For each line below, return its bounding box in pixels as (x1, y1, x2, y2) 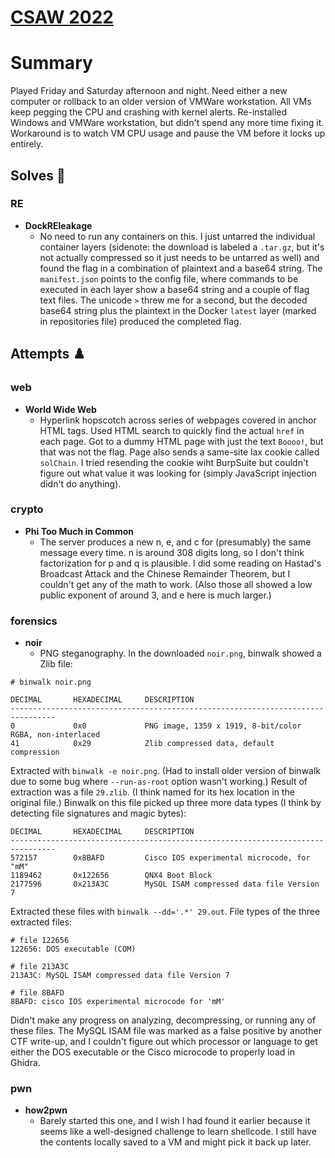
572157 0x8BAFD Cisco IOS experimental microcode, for (10, 853, 311, 863)
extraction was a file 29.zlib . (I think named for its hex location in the (10, 786, 295, 798)
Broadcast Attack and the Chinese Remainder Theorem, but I (39, 567, 291, 580)
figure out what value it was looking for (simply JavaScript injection (39, 467, 317, 479)
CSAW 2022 (10, 6, 114, 29)
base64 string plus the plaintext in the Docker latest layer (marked (39, 304, 317, 316)
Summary (10, 52, 93, 75)
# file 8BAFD (10, 988, 65, 998)
